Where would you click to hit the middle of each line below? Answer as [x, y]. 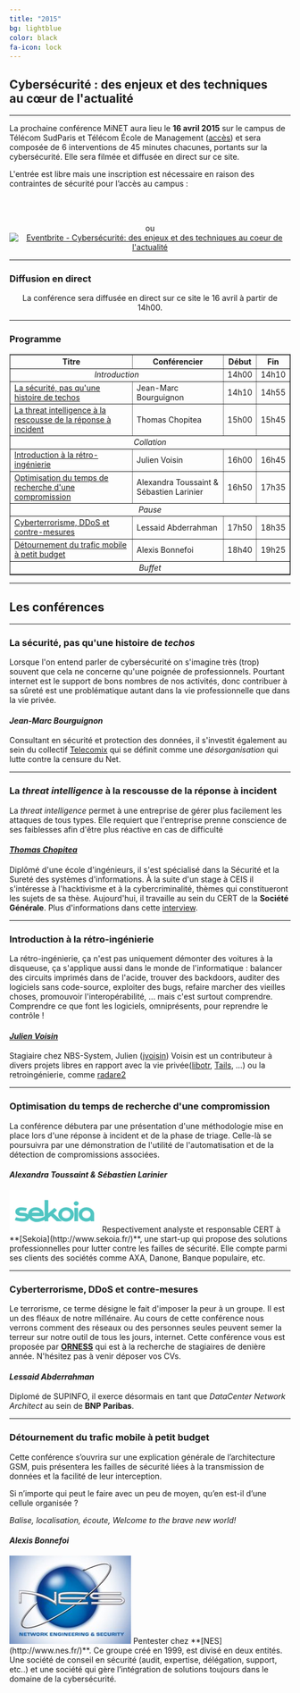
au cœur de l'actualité [71, 98]
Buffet [150, 567]
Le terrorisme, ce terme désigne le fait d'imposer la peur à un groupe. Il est [147, 1309]
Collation [150, 442]
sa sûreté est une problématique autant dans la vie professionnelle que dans [150, 691]
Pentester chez [161, 1640]
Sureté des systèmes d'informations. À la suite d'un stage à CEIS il [132, 879]
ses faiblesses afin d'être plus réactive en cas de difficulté [117, 829]
